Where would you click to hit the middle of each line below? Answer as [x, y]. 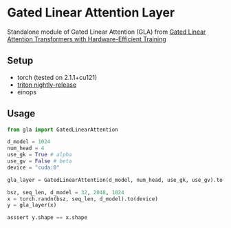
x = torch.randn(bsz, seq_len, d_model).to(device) [82, 199]
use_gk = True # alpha [40, 155]
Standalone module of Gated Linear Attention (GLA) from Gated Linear [107, 32]
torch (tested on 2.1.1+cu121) [57, 77]
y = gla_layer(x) [32, 205]
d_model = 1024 [29, 142]
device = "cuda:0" [33, 167]
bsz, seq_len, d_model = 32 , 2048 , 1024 [66, 192]
